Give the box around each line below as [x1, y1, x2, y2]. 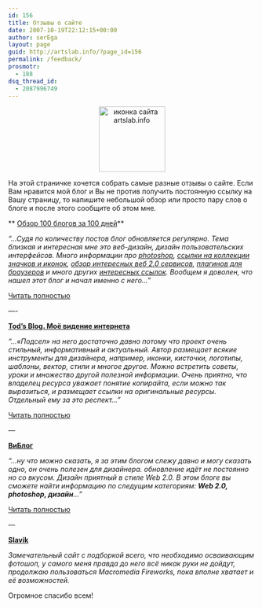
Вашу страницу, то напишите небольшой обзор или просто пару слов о [8, 195, 248, 205]
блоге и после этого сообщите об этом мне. [8, 204, 157, 213]
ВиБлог [8, 441, 34, 451]
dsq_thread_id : [8, 77, 58, 85]
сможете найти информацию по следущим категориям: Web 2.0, [8, 481, 228, 491]
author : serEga [8, 33, 58, 42]
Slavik [8, 536, 29, 545]
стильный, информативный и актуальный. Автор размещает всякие [8, 345, 238, 355]
